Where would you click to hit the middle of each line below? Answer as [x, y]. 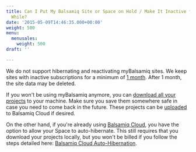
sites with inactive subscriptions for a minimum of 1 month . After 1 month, [94, 77]
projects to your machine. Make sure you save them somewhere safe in [92, 101]
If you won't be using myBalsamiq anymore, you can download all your [91, 94]
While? [19, 17]
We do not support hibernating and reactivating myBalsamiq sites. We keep [97, 71]
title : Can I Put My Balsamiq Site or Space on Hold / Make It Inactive [96, 11]
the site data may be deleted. [41, 83]
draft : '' [18, 50]
